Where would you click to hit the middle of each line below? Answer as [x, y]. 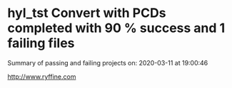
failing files [41, 43]
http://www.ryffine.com [42, 77]
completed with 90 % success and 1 [116, 28]
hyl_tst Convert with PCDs [87, 13]
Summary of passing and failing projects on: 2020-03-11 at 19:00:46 [108, 62]
